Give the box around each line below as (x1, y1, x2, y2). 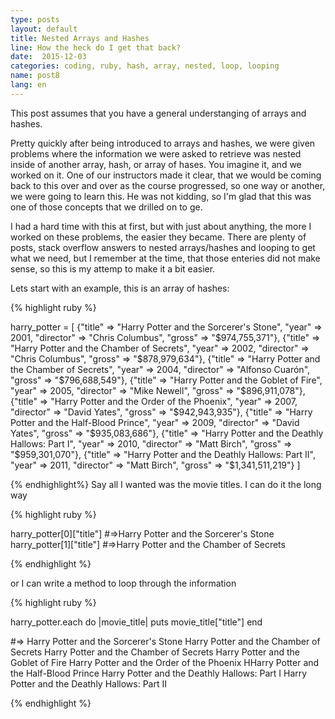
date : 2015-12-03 (10, 52, 87, 62)
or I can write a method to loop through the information (10, 577, 237, 589)
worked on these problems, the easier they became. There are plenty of (10, 231, 307, 243)
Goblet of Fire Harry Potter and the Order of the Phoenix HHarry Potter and (10, 656, 320, 668)
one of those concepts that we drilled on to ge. (10, 201, 203, 213)
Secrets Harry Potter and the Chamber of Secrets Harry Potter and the (10, 646, 300, 658)
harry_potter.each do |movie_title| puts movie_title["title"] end (10, 616, 263, 628)
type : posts (10, 14, 60, 25)
